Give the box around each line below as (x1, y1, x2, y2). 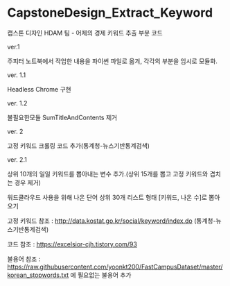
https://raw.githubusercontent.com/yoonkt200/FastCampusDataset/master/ (7, 262, 223, 271)
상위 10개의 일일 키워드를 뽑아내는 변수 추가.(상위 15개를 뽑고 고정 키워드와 (7, 169, 209, 178)
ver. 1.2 (7, 99, 28, 107)
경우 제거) (14, 178, 42, 187)
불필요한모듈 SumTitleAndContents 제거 (7, 113, 118, 121)
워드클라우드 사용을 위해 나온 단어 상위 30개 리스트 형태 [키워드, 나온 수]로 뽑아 (7, 193, 220, 201)
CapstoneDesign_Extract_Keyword (7, 5, 213, 21)
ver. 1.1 (7, 71, 26, 79)
